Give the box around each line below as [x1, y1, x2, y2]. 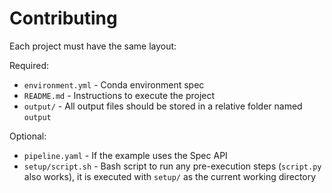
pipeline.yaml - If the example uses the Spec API [23, 149, 228, 161]
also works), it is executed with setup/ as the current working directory [23, 170, 317, 182]
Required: [9, 59, 50, 71]
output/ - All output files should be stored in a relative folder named [23, 100, 303, 112]
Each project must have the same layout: [9, 40, 177, 52]
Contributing [9, 7, 118, 30]
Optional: [9, 130, 47, 142]
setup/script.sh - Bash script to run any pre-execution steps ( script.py [23, 160, 322, 172]
